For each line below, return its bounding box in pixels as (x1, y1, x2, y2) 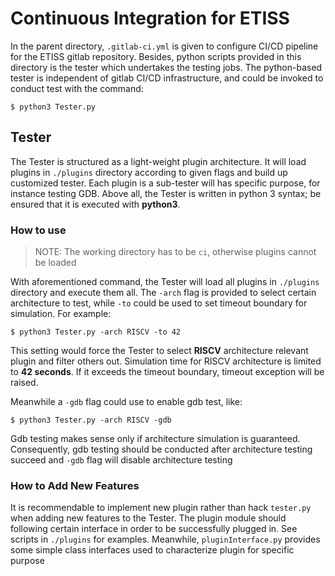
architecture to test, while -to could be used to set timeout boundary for (10, 297, 308, 309)
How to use (10, 223, 67, 237)
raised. (10, 377, 39, 389)
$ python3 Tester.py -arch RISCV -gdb (10, 415, 172, 426)
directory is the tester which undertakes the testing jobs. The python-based (10, 61, 323, 73)
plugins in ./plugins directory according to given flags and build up (10, 166, 288, 178)
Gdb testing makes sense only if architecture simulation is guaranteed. (10, 433, 301, 445)
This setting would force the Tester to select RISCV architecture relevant (10, 345, 309, 357)
